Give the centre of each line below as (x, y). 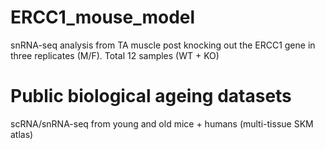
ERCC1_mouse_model (103, 17)
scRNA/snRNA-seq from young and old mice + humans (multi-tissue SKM (162, 123)
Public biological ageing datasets (151, 96)
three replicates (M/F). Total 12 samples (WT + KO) (115, 55)
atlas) (22, 134)
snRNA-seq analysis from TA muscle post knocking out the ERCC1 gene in (163, 45)
